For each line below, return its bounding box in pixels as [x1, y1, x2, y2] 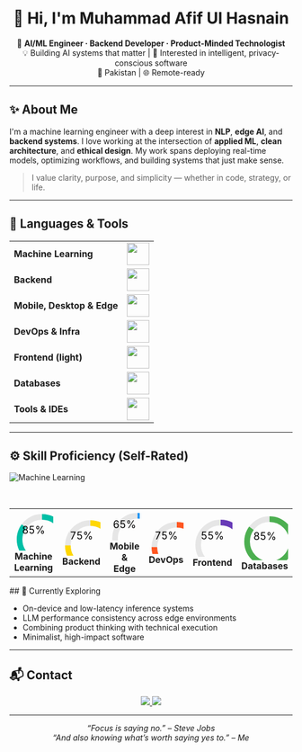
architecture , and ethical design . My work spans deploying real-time [9, 145, 267, 156]
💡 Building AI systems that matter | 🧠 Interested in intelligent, [22, 47, 247, 58]
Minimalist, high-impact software [22, 631, 145, 642]
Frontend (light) [13, 351, 83, 363]
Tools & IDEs [13, 402, 69, 415]
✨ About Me [9, 103, 78, 118]
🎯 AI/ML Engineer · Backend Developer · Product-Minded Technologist [16, 38, 286, 49]
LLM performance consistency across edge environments [22, 613, 236, 623]
